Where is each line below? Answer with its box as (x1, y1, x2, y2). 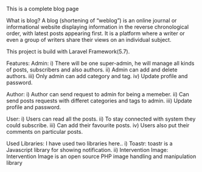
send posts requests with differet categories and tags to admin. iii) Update (6, 97, 193, 104)
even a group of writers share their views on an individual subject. (6, 36, 172, 43)
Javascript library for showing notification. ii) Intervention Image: (6, 147, 169, 153)
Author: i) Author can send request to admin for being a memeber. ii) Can (6, 91, 190, 98)
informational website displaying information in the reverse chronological (6, 24, 189, 30)
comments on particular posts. (6, 128, 83, 135)
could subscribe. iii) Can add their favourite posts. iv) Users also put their (6, 122, 190, 129)
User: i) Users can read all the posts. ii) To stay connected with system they (6, 115, 196, 122)
